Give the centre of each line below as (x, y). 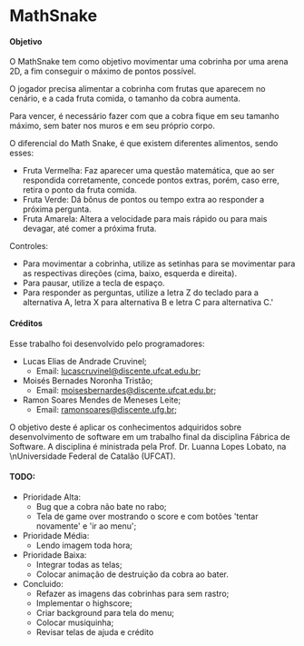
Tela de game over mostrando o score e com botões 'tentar (147, 516)
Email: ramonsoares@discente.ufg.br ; (107, 409)
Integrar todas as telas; (79, 564)
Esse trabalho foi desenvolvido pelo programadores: (107, 343)
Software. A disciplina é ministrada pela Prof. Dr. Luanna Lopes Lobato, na (148, 446)
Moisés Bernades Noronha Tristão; (88, 380)
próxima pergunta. (57, 209)
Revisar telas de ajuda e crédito (95, 631)
